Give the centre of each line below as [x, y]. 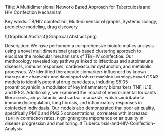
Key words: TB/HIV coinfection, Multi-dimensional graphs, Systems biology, [81, 22]
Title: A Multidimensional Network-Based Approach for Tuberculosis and [78, 7]
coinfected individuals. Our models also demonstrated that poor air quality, [80, 108]
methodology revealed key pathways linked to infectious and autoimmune [79, 61]
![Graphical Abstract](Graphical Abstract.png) [51, 36]
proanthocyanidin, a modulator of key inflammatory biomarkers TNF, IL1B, [79, 87]
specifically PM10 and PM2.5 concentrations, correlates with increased [76, 113]
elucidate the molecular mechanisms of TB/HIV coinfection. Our [69, 56]
